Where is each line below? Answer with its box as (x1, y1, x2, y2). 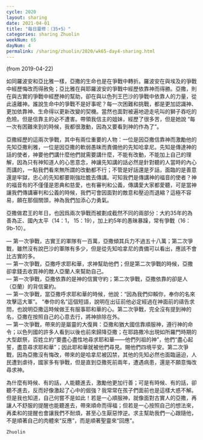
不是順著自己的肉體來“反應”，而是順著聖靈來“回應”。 (6, 416, 138, 424)
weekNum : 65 (6, 37, 36, 43)
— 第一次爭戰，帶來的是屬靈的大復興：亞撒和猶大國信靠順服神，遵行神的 (6, 321, 188, 328)
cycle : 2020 (6, 8, 36, 15)
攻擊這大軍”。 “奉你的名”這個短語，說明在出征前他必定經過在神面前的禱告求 (6, 298, 195, 305)
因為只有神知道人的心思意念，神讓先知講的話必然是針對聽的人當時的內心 (16, 158, 197, 165)
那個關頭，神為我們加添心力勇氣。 (27, 196, 112, 204)
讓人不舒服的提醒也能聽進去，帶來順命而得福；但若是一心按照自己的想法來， (6, 401, 197, 409)
